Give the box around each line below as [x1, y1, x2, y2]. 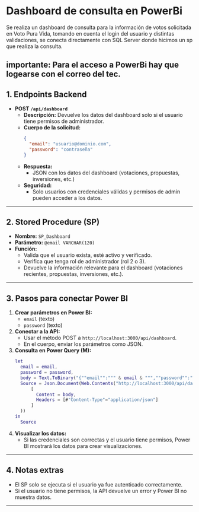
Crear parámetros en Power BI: [14, 309, 92, 316]
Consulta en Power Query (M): [14, 347, 92, 354]
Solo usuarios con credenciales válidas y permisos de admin [32, 188, 181, 195]
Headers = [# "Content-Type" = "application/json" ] [36, 397, 159, 403]
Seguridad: [23, 182, 52, 189]
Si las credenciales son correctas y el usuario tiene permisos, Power [23, 436, 191, 443]
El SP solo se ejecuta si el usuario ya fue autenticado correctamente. [14, 481, 182, 488]
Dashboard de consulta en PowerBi [6, 4, 182, 18]
